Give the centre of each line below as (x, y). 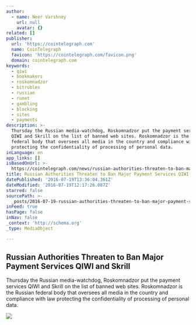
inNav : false (22, 218)
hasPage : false (24, 212)
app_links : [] (23, 158)
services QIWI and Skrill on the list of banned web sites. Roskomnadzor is (94, 286)
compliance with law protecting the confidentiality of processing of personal (98, 299)
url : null (29, 22)
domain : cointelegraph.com (44, 60)
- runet (21, 98)
